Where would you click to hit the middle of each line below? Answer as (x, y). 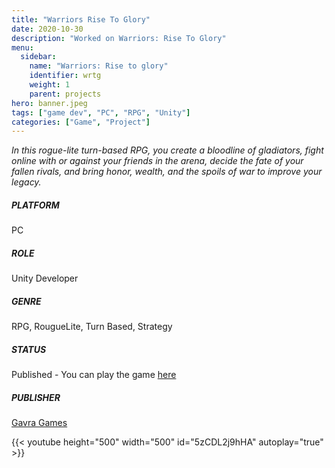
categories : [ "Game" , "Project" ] (81, 122)
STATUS (29, 349)
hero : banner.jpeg (49, 103)
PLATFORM (35, 205)
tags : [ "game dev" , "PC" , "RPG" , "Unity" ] (101, 112)
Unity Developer (45, 278)
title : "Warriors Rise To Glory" (81, 19)
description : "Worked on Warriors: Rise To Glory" (119, 38)
